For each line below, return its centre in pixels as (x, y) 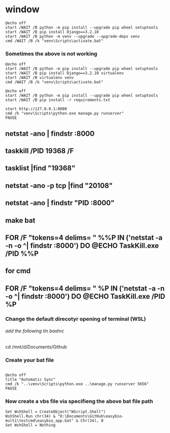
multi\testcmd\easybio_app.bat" (39, 421)
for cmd (18, 271)
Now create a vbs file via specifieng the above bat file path (79, 401)
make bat (20, 220)
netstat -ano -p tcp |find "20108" (59, 186)
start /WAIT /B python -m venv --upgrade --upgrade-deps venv (73, 36)
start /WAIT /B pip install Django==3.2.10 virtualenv (65, 73)
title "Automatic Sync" (31, 380)
